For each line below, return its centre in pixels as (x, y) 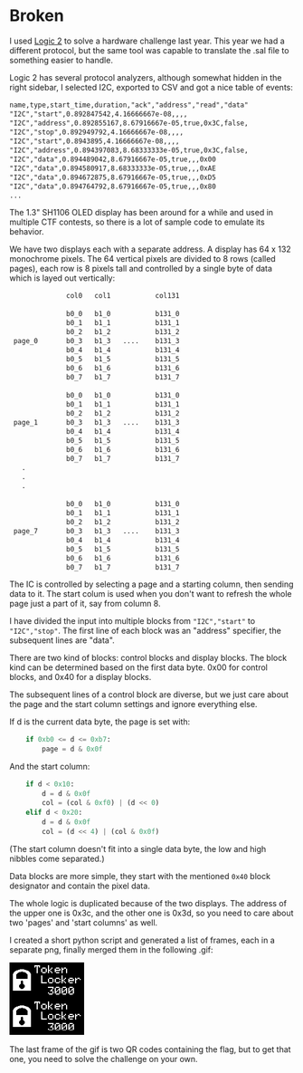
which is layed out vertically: (62, 278)
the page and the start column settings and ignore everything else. (133, 704)
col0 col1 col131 (123, 295)
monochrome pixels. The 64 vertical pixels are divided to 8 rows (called (142, 258)
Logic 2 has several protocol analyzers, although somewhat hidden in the (146, 77)
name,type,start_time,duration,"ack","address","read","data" (129, 105)
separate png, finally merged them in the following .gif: (112, 949)
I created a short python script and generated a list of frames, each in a (142, 940)
